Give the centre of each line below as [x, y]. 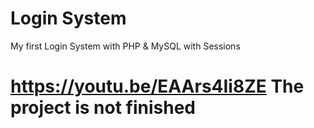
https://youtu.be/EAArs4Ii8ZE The [157, 86]
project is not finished [103, 108]
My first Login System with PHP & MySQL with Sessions [125, 46]
